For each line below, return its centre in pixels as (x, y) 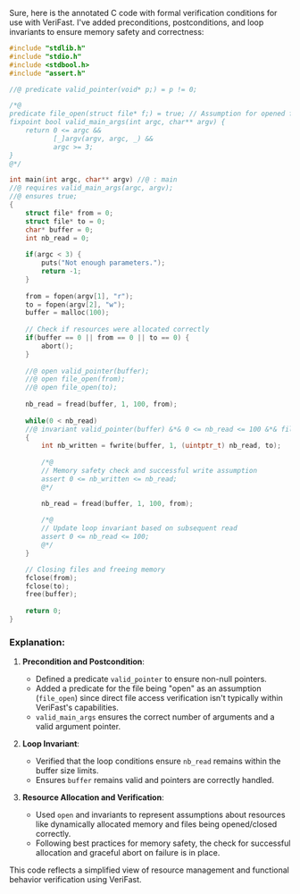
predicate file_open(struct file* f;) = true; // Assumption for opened (147, 114)
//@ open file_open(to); (71, 388)
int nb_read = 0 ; (58, 238)
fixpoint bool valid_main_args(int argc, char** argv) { (117, 122)
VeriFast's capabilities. (77, 708)
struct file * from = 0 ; (70, 213)
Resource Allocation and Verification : (93, 797)
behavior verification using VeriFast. (75, 880)
